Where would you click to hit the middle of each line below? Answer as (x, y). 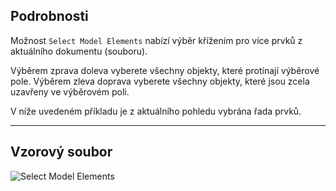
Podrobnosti (49, 16)
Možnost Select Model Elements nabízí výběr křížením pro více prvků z (156, 40)
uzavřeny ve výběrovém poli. (70, 91)
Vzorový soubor (61, 152)
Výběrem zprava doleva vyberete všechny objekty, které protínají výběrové (165, 70)
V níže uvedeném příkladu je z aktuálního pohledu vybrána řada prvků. (156, 111)
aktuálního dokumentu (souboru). (79, 51)
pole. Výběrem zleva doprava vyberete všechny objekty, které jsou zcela (160, 81)
